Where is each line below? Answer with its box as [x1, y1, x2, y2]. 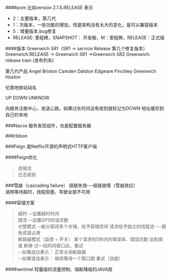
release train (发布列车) [5, 57, 54, 63]
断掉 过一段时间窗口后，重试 [23, 243, 83, 248]
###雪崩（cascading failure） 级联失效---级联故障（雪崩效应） [5, 182, 138, 188]
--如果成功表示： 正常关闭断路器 [17, 249, 86, 255]
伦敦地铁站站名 [5, 84, 37, 91]
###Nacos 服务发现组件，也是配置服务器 [5, 122, 91, 129]
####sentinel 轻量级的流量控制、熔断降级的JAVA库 [5, 266, 113, 272]
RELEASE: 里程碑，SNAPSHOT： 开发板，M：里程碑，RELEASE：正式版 [12, 35, 165, 40]
